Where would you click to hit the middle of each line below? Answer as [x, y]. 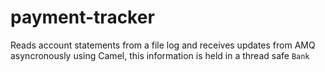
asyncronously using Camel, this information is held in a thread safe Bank [160, 55]
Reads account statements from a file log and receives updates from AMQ [163, 45]
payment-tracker [82, 17]
